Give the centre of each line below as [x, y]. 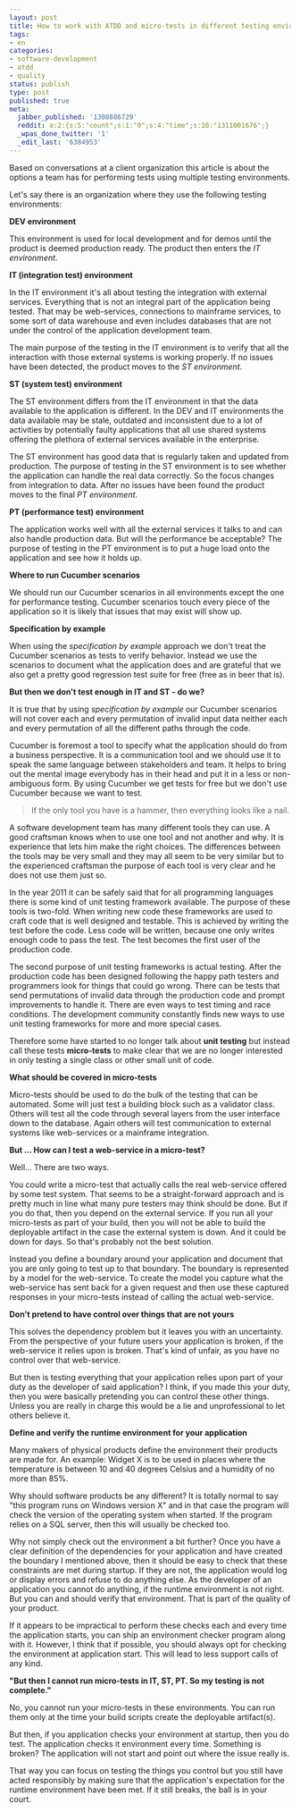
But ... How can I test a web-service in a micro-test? [107, 1150]
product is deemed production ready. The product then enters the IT [135, 248]
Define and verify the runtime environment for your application [129, 1432]
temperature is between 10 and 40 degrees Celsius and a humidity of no [142, 1469]
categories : [31, 51]
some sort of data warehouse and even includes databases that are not [141, 320]
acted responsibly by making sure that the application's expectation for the [147, 1780]
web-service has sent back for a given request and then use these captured [149, 1287]
